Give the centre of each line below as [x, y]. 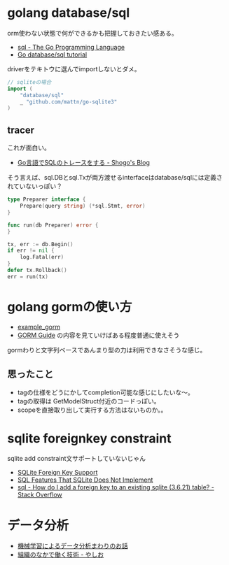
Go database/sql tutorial [52, 55]
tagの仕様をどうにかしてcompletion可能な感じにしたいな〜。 [105, 392]
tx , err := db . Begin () [40, 244]
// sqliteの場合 [29, 82]
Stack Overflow [40, 495]
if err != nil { [31, 251]
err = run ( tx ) [28, 277]
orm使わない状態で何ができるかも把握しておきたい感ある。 [93, 33]
